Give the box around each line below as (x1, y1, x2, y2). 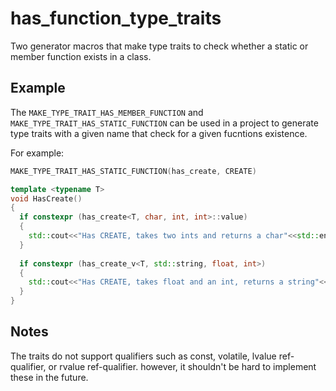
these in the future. (10, 371, 89, 383)
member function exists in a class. (10, 50, 152, 62)
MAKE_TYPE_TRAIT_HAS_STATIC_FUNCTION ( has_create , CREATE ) (10, 166, 257, 176)
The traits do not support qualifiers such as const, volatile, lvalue (10, 350, 277, 362)
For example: (10, 147, 65, 159)
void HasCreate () (10, 193, 83, 204)
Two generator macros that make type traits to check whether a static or (10, 40, 309, 52)
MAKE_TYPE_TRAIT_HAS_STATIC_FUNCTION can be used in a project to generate (10, 117, 319, 129)
